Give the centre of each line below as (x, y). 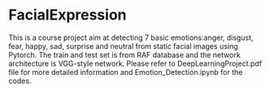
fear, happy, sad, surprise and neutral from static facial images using (123, 46)
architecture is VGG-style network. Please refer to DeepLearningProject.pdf (135, 64)
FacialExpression (67, 15)
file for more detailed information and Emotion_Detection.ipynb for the (126, 72)
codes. (20, 81)
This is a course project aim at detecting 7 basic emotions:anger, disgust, (131, 37)
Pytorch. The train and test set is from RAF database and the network (125, 55)
